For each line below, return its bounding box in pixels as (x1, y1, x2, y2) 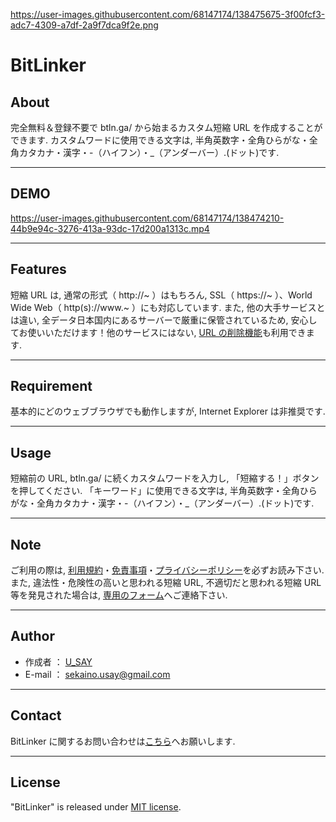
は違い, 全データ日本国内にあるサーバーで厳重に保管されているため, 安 (10, 314, 300, 326)
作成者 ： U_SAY (24, 655, 93, 668)
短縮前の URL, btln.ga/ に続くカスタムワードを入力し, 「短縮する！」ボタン (10, 472, 320, 484)
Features (10, 261, 67, 278)
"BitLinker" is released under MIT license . (10, 800, 182, 813)
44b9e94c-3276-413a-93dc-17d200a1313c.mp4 (10, 222, 210, 234)
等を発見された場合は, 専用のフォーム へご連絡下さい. (10, 589, 228, 601)
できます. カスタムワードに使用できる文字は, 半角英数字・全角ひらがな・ (10, 134, 310, 146)
